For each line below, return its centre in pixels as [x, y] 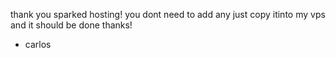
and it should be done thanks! [71, 25]
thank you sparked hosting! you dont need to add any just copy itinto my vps [168, 14]
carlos [38, 44]
